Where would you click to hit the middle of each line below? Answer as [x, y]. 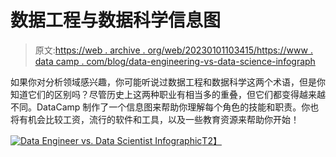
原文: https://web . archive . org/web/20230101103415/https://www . [173, 50]
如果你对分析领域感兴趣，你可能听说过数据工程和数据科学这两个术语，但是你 [168, 82]
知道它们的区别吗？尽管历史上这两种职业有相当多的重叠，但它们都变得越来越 [168, 94]
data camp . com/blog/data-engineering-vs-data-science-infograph [175, 61]
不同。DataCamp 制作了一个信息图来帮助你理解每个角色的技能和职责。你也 [165, 107]
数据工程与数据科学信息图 [116, 20]
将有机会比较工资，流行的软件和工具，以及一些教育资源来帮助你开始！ [155, 119]
